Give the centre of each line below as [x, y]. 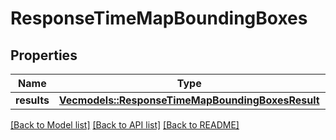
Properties [44, 55]
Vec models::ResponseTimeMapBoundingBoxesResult [189, 100]
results [32, 100]
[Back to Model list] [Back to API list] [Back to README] [125, 125]
